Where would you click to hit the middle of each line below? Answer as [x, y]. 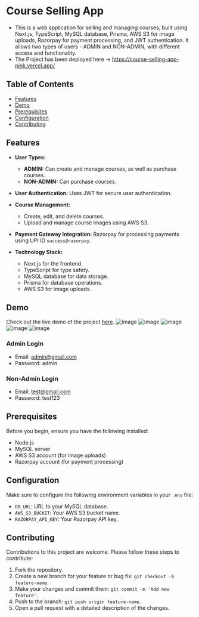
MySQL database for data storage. [66, 276]
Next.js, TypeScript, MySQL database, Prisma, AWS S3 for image [94, 33]
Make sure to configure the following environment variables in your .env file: [100, 495]
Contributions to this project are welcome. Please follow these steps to [93, 552]
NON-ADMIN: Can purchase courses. [70, 181]
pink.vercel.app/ [35, 65]
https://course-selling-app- [146, 59]
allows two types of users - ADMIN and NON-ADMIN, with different [97, 47]
